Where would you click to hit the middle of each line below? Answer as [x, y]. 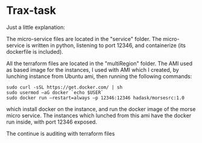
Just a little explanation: [36, 27]
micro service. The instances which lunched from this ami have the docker [99, 115]
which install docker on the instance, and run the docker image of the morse [101, 109]
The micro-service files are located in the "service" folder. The [84, 39]
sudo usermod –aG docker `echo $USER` [55, 92]
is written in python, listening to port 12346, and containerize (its [106, 45]
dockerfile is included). [35, 51]
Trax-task [31, 11]
